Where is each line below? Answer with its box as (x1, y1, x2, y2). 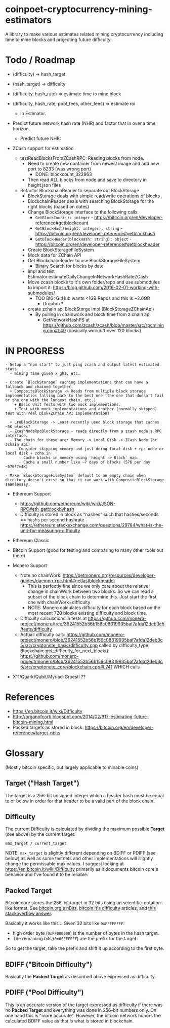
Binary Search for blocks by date (35, 263, 104, 269)
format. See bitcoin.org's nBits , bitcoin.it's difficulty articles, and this (13, 905, 156, 911)
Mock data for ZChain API (27, 252, 81, 258)
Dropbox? (42, 300, 63, 306)
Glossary (5, 747, 45, 759)
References (5, 691, 55, 703)
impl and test (27, 268, 55, 274)
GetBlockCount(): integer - (35, 214, 94, 220)
